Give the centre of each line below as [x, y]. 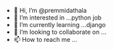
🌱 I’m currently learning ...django [60, 25]
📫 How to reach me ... [45, 40]
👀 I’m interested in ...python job [58, 18]
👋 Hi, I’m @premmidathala [50, 10]
